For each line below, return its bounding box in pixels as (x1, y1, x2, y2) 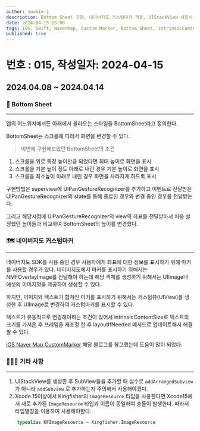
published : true (6, 31, 46, 37)
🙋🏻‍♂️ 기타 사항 (6, 357, 44, 366)
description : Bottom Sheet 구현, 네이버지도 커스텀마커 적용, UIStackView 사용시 (6, 14, 193, 20)
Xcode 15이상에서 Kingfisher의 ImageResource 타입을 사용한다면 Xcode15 (14, 392, 188, 399)
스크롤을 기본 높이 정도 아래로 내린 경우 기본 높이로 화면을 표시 (14, 165, 160, 172)
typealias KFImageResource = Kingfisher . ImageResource (17, 419, 156, 425)
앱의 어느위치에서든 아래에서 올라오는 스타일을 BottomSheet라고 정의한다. (6, 120, 178, 127)
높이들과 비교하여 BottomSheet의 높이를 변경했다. (21, 221, 138, 227)
